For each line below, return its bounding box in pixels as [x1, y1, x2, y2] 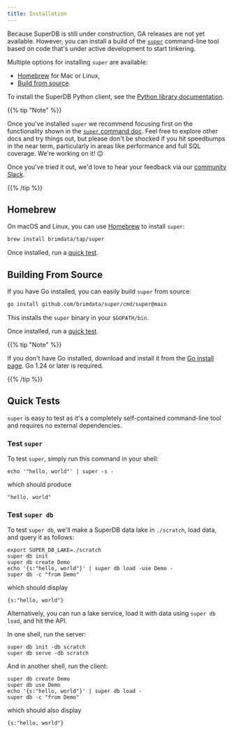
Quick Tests [7, 395, 61, 407]
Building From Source [7, 268, 103, 280]
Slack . [7, 170, 25, 178]
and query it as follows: [7, 533, 75, 542]
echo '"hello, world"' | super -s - [7, 468, 114, 475]
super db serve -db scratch [7, 650, 89, 657]
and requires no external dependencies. [7, 421, 122, 430]
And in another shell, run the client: [7, 662, 108, 671]
